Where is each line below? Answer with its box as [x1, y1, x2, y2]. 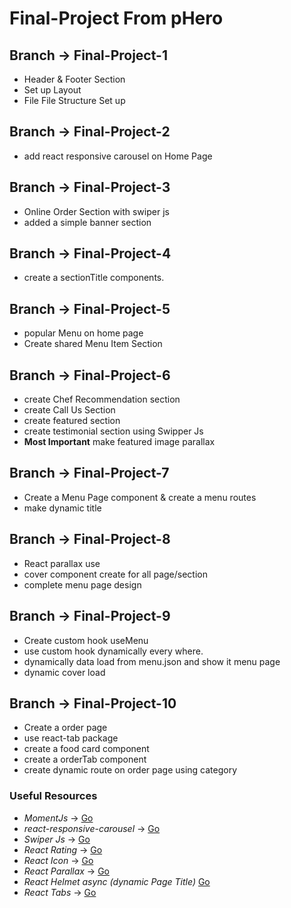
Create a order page [23, 722, 108, 734]
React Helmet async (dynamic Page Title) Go [23, 875, 211, 887]
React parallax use [23, 557, 101, 569]
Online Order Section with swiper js [23, 205, 170, 217]
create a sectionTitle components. [23, 272, 165, 284]
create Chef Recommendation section [23, 393, 181, 406]
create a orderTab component [23, 753, 147, 766]
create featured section [23, 415, 121, 427]
